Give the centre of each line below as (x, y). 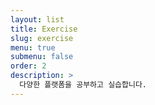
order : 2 (28, 66)
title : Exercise (44, 29)
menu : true (33, 47)
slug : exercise (42, 38)
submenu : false (42, 57)
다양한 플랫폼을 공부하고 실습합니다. (83, 85)
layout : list (37, 19)
